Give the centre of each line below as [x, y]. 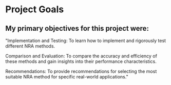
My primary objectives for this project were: [77, 28]
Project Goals [35, 9]
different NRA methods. [30, 46]
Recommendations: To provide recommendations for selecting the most [81, 71]
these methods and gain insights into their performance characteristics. [81, 61]
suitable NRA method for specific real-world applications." [67, 77]
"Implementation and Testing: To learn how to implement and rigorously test [85, 40]
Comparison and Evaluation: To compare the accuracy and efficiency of [81, 56]
